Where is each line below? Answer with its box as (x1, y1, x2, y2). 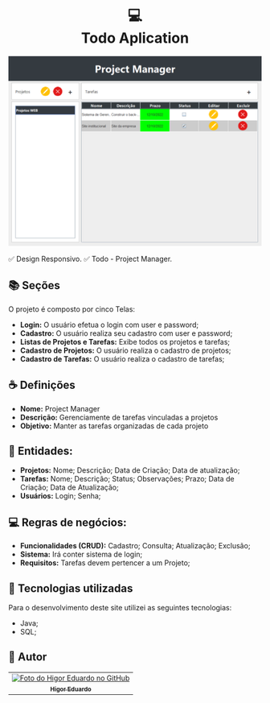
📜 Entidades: (8, 444, 73, 457)
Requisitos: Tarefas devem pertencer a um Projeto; (19, 558, 190, 568)
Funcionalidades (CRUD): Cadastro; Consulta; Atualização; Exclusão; (19, 541, 251, 551)
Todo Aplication (80, 29, 190, 48)
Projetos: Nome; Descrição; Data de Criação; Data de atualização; (19, 465, 240, 475)
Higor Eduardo (50, 685, 92, 693)
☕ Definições (8, 378, 76, 392)
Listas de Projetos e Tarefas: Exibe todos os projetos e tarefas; (19, 337, 231, 346)
